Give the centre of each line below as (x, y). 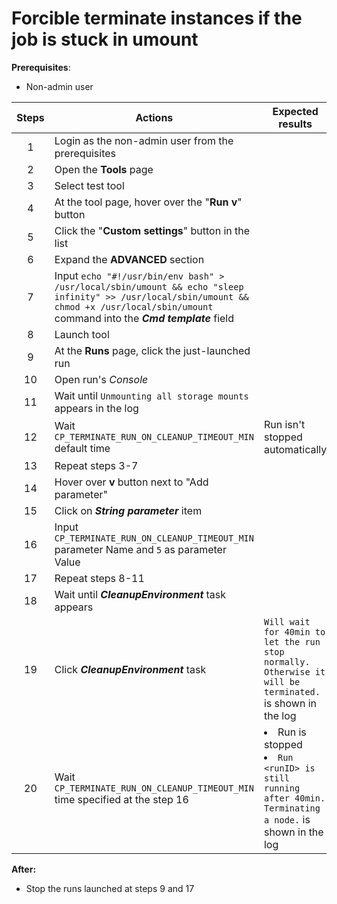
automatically (295, 449)
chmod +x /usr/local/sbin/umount (134, 306)
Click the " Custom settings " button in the (152, 230)
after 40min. (294, 798)
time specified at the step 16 (121, 799)
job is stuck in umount (105, 39)
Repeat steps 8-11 (99, 578)
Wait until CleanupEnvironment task (140, 594)
